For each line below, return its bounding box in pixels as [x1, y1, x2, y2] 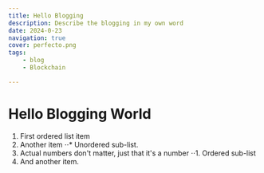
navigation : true [8, 33, 66, 42]
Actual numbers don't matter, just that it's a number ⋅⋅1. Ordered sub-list [19, 148, 257, 158]
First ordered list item [19, 131, 90, 140]
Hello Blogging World [8, 104, 152, 123]
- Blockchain [22, 64, 66, 72]
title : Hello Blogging [8, 11, 84, 20]
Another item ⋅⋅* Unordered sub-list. [19, 140, 139, 149]
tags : [8, 49, 26, 57]
